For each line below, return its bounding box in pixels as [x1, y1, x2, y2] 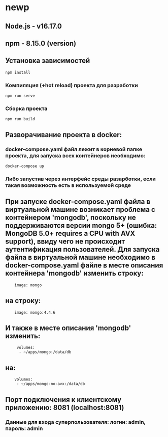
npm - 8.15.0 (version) [5, 39, 77, 47]
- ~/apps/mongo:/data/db [18, 349, 72, 355]
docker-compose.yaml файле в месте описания [5, 261, 163, 270]
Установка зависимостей [5, 57, 90, 65]
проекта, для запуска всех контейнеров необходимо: [5, 152, 146, 159]
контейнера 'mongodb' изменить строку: [5, 269, 144, 278]
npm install [5, 70, 30, 75]
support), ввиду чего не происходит [5, 237, 125, 246]
